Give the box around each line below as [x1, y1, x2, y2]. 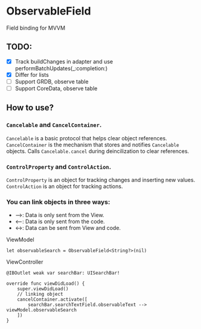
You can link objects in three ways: [6, 198, 110, 206]
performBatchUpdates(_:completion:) [14, 65, 108, 72]
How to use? [6, 103, 54, 113]
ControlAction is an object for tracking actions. [6, 183, 123, 190]
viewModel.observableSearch [6, 307, 77, 313]
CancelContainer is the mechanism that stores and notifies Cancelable [6, 141, 179, 148]
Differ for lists [14, 71, 49, 78]
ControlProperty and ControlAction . [6, 162, 112, 171]
